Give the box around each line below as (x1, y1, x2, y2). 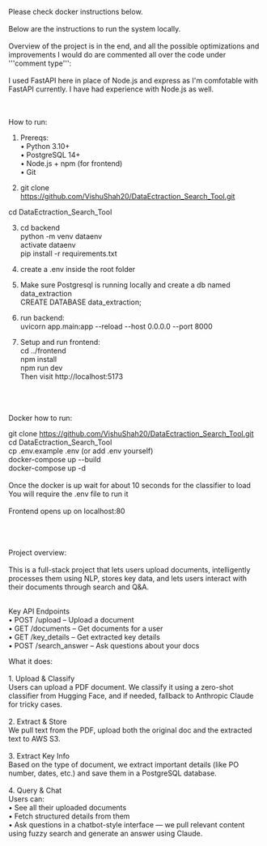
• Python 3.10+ (19, 142, 70, 151)
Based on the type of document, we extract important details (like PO (8, 760, 239, 769)
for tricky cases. (8, 699, 63, 709)
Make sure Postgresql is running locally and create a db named (19, 280, 231, 290)
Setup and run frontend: (19, 338, 101, 346)
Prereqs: (19, 133, 49, 142)
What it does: (8, 657, 53, 666)
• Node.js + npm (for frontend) (19, 159, 123, 168)
